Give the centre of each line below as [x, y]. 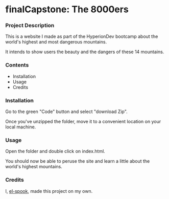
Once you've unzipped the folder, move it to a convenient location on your [83, 122]
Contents [17, 65]
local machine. [21, 127]
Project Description [30, 26]
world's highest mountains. [34, 167]
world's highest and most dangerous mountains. [56, 42]
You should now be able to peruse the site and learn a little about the [78, 161]
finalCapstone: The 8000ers [67, 9]
